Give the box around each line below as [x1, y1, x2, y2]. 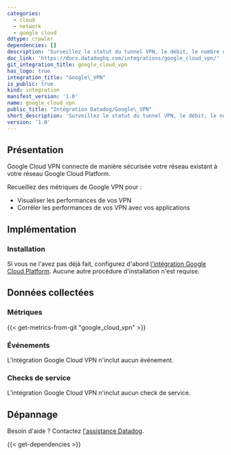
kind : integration [7, 87, 60, 93]
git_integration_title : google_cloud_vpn [7, 61, 128, 68]
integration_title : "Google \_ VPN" [7, 74, 107, 81]
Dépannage [7, 408, 58, 420]
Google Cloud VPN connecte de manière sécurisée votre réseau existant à [7, 162, 218, 170]
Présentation [7, 144, 64, 155]
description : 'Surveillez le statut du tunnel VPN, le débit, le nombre [7, 49, 220, 56]
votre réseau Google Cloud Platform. [7, 170, 111, 178]
